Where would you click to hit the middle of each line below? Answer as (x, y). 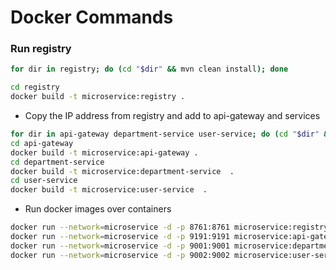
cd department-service (57, 162)
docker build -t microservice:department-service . (122, 171)
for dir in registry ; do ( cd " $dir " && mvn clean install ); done (149, 69)
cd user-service (44, 181)
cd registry (35, 87)
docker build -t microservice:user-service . (109, 190)
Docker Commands (92, 17)
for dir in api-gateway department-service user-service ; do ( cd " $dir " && (171, 134)
